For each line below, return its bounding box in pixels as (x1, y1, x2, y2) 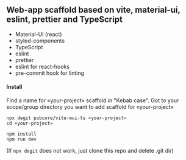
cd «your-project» (6, 120, 53, 127)
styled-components (15, 37, 65, 44)
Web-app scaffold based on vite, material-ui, (6, 5, 181, 15)
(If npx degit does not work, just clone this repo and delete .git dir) (6, 147, 174, 155)
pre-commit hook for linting (15, 69, 84, 77)
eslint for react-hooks (15, 63, 70, 70)
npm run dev (6, 136, 37, 142)
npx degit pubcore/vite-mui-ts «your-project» (6, 115, 127, 121)
